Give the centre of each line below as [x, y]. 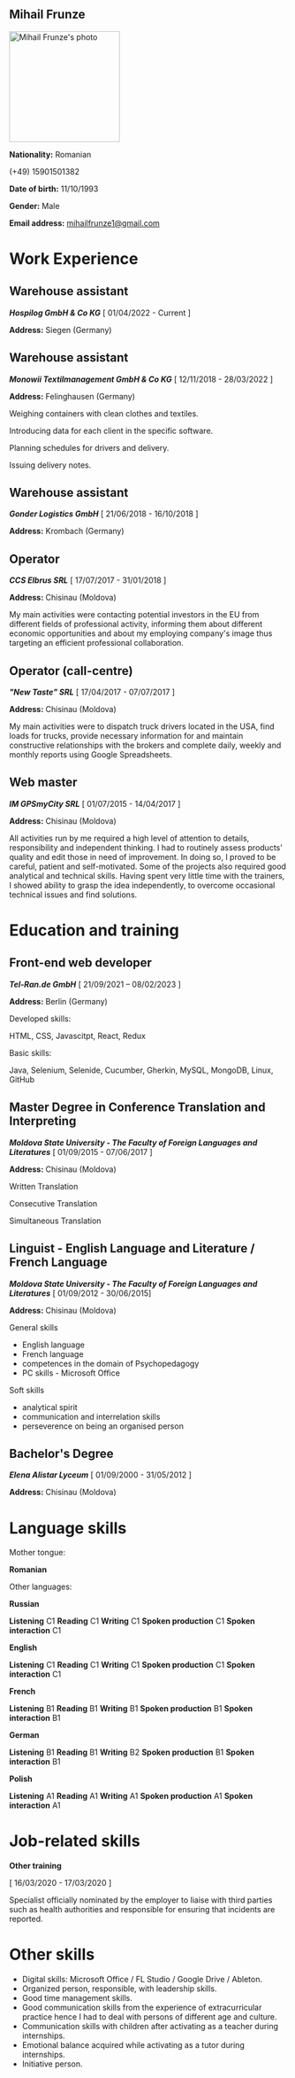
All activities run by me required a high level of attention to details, [129, 838]
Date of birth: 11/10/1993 [54, 189]
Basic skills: [30, 1052]
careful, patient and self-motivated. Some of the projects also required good [148, 866]
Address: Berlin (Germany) [58, 1001]
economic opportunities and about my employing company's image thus [141, 633]
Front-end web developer [81, 963]
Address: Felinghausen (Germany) [72, 396]
